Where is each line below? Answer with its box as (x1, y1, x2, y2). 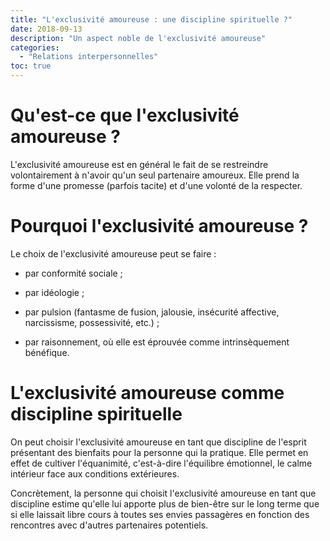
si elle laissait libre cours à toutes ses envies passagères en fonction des (10, 508, 310, 520)
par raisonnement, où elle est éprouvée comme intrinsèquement (24, 336, 290, 348)
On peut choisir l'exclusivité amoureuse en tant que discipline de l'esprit (10, 436, 307, 448)
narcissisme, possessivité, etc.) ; (24, 316, 160, 328)
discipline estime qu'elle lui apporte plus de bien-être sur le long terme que (10, 497, 320, 510)
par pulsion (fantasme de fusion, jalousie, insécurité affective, (24, 306, 280, 318)
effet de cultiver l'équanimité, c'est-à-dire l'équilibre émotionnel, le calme (10, 457, 313, 469)
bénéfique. (24, 346, 70, 358)
